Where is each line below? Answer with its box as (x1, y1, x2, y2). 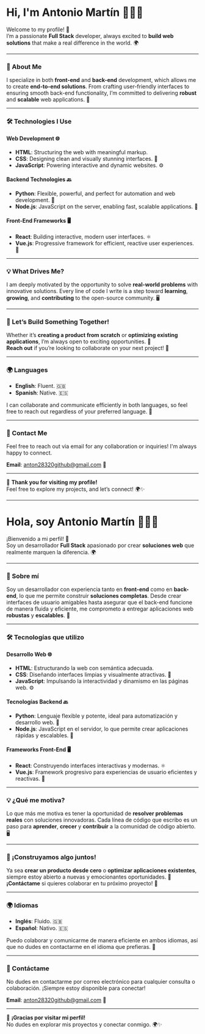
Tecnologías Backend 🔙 (6, 697, 68, 705)
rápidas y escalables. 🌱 (15, 731, 74, 739)
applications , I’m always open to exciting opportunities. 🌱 (6, 338, 151, 345)
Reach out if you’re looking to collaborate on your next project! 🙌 (6, 344, 170, 352)
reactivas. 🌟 (15, 775, 46, 782)
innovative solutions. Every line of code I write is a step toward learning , (6, 288, 188, 295)
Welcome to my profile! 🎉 (6, 26, 70, 33)
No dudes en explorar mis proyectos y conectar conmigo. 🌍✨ (6, 1021, 163, 1028)
